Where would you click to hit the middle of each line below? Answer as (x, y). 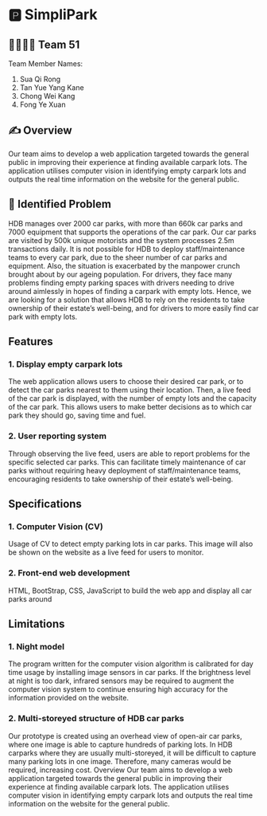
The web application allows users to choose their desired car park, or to (126, 382)
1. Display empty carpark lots (66, 364)
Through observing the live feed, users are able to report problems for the (129, 453)
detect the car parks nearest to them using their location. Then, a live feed (130, 390)
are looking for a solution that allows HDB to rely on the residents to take (127, 300)
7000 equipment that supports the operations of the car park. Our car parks (132, 232)
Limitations (37, 624)
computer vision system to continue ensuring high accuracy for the (118, 689)
